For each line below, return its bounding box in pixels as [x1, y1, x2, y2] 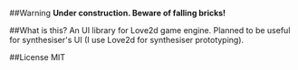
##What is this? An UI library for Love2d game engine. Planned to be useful [9, 25, 291, 35]
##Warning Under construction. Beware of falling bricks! [9, 8, 226, 18]
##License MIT [9, 52, 66, 62]
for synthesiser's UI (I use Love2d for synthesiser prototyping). [9, 35, 245, 45]
